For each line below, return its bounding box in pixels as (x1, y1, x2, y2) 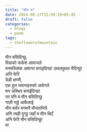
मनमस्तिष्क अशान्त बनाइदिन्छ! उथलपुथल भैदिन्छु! (5, 65, 82, 71)
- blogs (10, 26, 26, 31)
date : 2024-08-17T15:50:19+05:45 (5, 12, 76, 17)
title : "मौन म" (5, 7, 35, 13)
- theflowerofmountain (10, 40, 58, 45)
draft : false (5, 17, 33, 22)
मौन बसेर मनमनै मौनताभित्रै (5, 105, 47, 111)
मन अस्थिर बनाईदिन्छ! (5, 88, 40, 94)
